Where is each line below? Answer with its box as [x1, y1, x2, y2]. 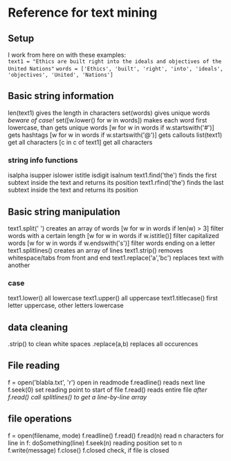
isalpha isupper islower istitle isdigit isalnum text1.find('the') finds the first [8, 171, 217, 179]
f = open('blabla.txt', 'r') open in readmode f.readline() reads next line [8, 378, 205, 386]
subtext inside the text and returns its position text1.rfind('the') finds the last [8, 179, 224, 187]
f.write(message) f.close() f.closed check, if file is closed [8, 446, 169, 454]
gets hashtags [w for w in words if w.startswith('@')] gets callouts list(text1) [8, 130, 223, 139]
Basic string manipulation [8, 206, 120, 217]
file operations [8, 413, 72, 425]
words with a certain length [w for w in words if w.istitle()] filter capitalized [8, 231, 219, 239]
